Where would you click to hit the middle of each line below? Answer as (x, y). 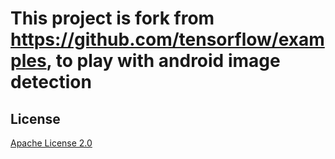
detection (51, 82)
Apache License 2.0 (51, 143)
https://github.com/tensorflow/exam (167, 39)
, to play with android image (163, 61)
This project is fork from (112, 18)
